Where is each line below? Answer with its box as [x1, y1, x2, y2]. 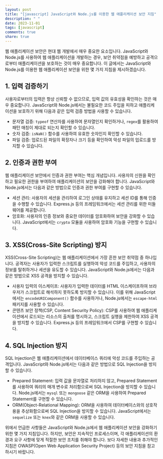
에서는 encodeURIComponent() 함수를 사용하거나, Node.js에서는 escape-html [12, 295, 158, 301]
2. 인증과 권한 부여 [5, 159, 57, 167]
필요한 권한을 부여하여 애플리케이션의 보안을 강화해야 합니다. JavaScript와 [14, 178, 155, 184]
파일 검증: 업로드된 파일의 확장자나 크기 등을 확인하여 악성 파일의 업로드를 [12, 137, 151, 143]
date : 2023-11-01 [5, 20, 40, 26]
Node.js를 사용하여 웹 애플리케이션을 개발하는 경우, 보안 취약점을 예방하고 [5, 54, 145, 60]
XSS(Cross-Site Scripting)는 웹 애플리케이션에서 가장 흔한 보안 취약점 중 [5, 255, 144, 260]
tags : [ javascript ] [5, 25, 45, 30]
